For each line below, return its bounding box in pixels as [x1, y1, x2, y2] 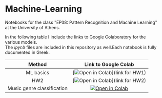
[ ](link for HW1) [72, 69, 146, 76]
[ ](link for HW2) [72, 77, 146, 83]
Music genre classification [7, 85, 68, 92]
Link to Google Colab [84, 61, 134, 67]
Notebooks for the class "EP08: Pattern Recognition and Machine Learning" [5, 19, 158, 25]
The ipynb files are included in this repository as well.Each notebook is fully [5, 44, 157, 50]
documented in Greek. [5, 49, 50, 55]
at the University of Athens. [5, 24, 60, 30]
